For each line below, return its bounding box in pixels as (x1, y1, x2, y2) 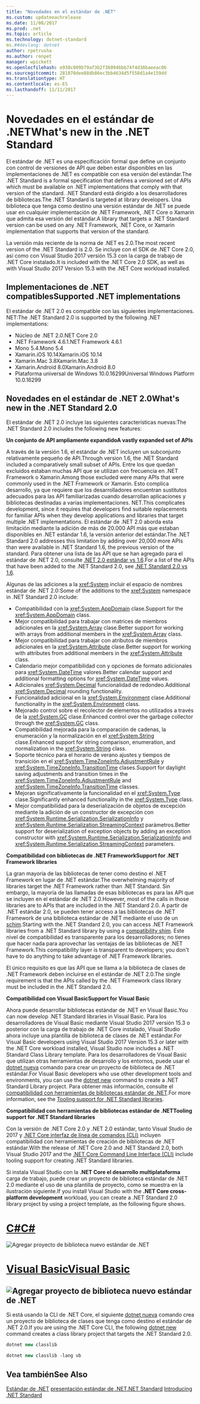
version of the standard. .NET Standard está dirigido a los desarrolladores (6, 189, 187, 196)
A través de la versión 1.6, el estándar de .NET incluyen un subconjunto (6, 448, 181, 456)
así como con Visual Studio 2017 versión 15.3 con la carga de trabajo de (6, 252, 183, 259)
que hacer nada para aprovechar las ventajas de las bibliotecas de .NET (6, 940, 183, 947)
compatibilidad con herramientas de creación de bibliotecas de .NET (6, 1138, 175, 1145)
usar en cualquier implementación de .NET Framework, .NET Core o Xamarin (6, 208, 195, 216)
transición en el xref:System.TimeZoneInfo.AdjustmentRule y (14, 758, 164, 765)
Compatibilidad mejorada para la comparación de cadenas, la (14, 726, 166, 733)
